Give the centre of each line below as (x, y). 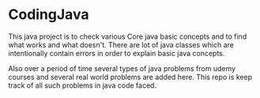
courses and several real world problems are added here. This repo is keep (130, 77)
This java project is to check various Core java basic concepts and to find (128, 36)
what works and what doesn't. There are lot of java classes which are (121, 44)
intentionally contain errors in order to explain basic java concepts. (117, 53)
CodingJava (49, 15)
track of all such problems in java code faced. (82, 85)
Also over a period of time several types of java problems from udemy (122, 68)
